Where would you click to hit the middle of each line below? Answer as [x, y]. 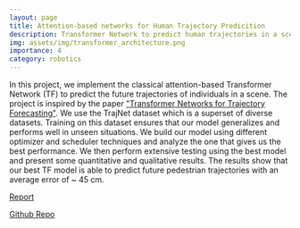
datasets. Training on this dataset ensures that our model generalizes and [144, 122]
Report [22, 197]
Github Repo [32, 214]
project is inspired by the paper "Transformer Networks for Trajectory [137, 103]
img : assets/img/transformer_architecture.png [97, 42]
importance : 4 [36, 51]
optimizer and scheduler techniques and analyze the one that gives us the [145, 141]
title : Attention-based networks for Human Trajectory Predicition [137, 26]
